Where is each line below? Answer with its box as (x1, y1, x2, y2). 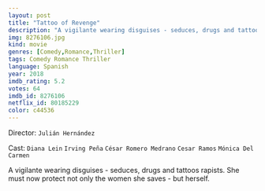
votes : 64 (8, 84, 41, 93)
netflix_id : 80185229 (8, 99, 80, 107)
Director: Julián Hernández (8, 128, 95, 138)
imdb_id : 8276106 (8, 92, 65, 100)
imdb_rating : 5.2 (8, 77, 65, 85)
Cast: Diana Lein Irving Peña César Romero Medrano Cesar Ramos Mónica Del (8, 143, 254, 152)
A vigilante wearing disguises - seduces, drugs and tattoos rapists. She (8, 166, 240, 174)
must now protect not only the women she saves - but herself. (8, 174, 211, 183)
